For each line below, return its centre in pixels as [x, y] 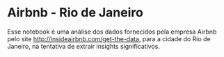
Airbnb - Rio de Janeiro [75, 13]
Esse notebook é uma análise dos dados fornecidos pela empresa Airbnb [112, 32]
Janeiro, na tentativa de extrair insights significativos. [83, 46]
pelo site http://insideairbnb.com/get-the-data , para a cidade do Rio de [109, 38]
